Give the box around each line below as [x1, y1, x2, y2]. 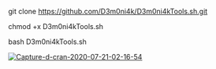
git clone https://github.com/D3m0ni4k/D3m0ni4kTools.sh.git [8, 7, 208, 16]
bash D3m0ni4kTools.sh [8, 37, 87, 46]
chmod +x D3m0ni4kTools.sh [8, 22, 104, 31]
